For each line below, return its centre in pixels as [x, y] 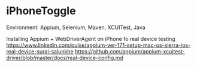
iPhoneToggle [41, 11]
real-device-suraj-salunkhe [40, 51]
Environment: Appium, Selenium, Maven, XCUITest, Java [76, 27]
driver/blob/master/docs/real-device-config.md [65, 58]
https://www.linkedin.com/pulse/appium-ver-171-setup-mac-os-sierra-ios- [99, 45]
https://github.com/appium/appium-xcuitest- [130, 51]
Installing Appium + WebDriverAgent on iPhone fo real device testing [91, 39]
